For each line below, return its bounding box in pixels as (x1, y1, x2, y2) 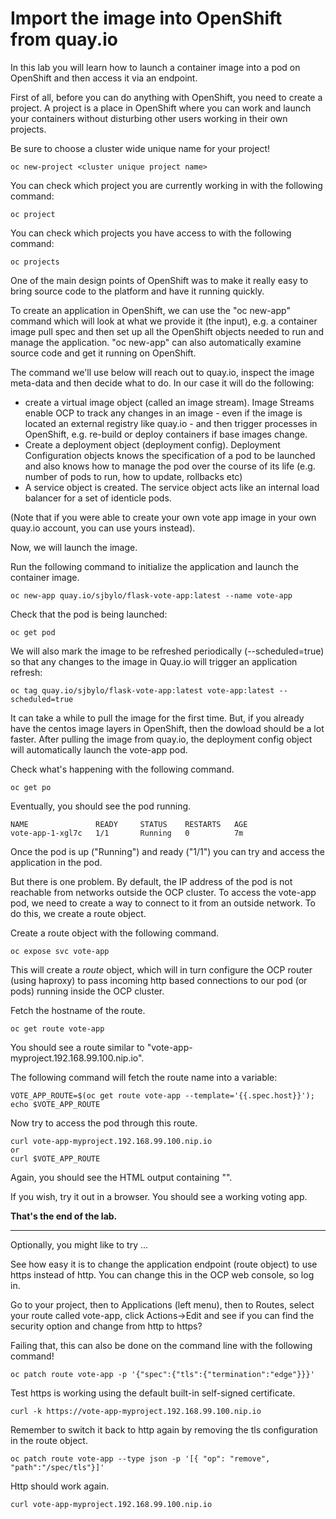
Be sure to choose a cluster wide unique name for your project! (10, 142, 270, 154)
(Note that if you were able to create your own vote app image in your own (10, 511, 317, 523)
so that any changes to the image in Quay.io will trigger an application (10, 655, 298, 667)
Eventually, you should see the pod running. (10, 800, 192, 812)
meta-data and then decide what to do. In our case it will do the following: (10, 377, 315, 389)
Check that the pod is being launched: (10, 608, 168, 620)
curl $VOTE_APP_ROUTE (10, 1153, 101, 1164)
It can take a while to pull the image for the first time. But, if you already (10, 712, 305, 724)
